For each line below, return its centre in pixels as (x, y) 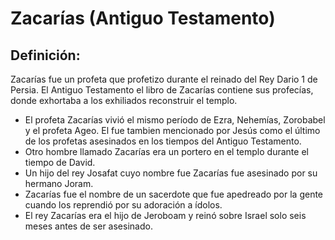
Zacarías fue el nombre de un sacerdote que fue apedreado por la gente (174, 194)
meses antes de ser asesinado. (88, 226)
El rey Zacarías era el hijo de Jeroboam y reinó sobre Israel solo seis (165, 215)
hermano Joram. (59, 183)
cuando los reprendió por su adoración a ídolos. (123, 205)
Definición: (45, 55)
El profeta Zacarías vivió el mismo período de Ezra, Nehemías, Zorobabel (175, 120)
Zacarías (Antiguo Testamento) (143, 18)
